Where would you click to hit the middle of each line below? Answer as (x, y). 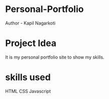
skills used (28, 77)
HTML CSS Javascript (28, 91)
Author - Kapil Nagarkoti (30, 23)
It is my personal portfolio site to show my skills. (55, 57)
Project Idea (31, 43)
